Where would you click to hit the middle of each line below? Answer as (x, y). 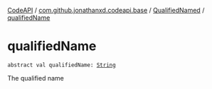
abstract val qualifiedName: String (62, 65)
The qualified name (36, 78)
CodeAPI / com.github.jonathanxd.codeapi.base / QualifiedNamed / (106, 10)
